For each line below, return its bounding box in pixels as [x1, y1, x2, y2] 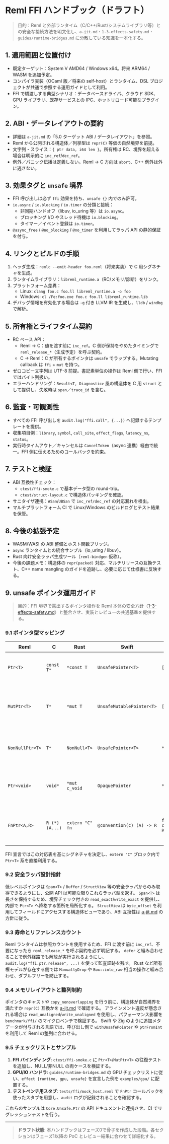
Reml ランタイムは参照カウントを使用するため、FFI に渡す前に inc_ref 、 [5, 941, 156, 947]
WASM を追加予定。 [12, 71, 55, 78]
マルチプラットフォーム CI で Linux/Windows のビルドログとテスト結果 [12, 504, 160, 510]
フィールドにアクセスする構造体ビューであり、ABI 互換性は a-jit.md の [18, 908, 163, 914]
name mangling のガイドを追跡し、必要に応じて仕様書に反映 [32, 566, 157, 572]
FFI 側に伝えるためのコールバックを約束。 [21, 449, 109, 455]
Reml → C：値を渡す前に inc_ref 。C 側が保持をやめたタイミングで [20, 343, 159, 348]
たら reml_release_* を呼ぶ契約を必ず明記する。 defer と [22, 948, 141, 954]
